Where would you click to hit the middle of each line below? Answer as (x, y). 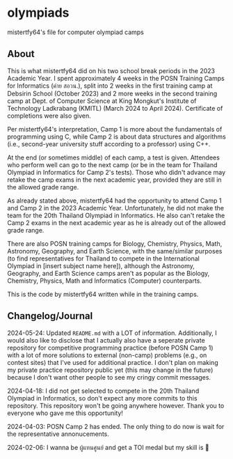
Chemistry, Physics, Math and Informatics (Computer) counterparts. (104, 281)
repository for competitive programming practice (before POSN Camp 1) (110, 348)
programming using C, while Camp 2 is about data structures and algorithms (116, 137)
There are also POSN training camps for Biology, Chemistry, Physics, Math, (115, 243)
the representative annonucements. (58, 434)
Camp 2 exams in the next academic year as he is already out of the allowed (116, 223)
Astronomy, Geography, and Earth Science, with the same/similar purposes (115, 251)
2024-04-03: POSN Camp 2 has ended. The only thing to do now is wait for (116, 426)
